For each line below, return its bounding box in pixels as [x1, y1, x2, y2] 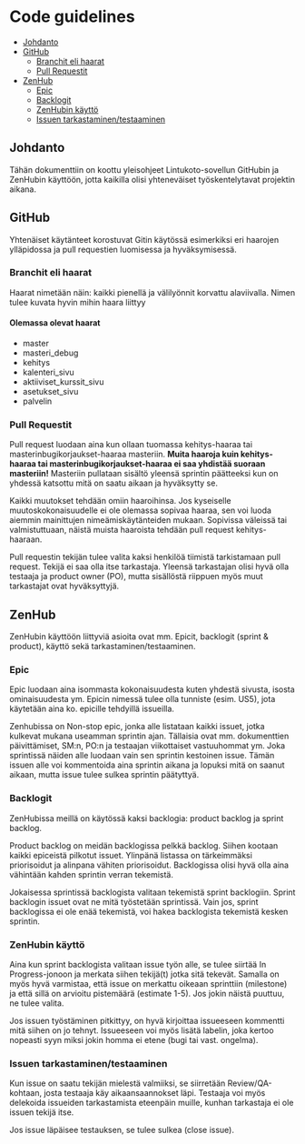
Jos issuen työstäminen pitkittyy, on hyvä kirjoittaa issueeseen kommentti [9, 1016, 285, 1027]
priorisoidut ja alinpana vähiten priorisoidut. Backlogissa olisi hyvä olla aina [9, 859, 289, 870]
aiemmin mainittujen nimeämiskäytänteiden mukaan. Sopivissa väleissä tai [9, 515, 288, 526]
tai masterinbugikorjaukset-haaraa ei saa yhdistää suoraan [37, 458, 266, 469]
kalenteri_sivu [22, 366, 74, 378]
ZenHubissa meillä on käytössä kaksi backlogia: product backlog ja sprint [9, 812, 284, 824]
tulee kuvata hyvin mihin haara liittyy [9, 296, 146, 307]
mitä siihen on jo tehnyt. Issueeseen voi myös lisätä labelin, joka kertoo [9, 1025, 274, 1036]
